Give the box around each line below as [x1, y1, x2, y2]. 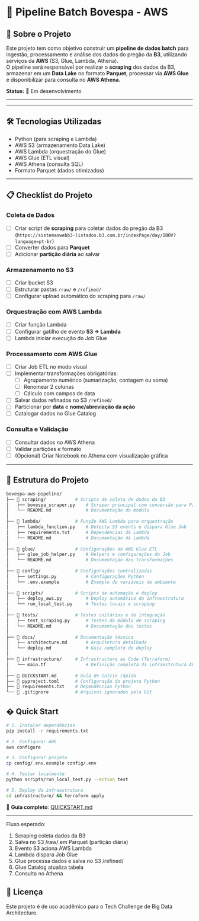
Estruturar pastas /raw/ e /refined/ [14, 286, 102, 293]
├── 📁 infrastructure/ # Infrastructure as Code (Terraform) [6, 656, 171, 662]
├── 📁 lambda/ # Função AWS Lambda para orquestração [6, 519, 174, 525]
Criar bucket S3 [14, 279, 53, 286]
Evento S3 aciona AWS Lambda [14, 845, 92, 852]
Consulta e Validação [6, 425, 69, 433]
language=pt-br [14, 238, 53, 245]
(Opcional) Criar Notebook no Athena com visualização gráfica [14, 452, 168, 459]
